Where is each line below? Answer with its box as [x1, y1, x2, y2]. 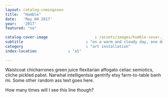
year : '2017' [5, 21, 37, 26]
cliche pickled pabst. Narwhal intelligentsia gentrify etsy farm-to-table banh [5, 72, 161, 78]
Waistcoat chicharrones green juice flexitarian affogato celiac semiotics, [5, 67, 154, 73]
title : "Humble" [5, 12, 41, 17]
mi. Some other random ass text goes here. [5, 77, 94, 83]
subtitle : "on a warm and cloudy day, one [5, 39, 157, 45]
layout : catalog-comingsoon [5, 7, 64, 12]
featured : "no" [5, 26, 37, 31]
